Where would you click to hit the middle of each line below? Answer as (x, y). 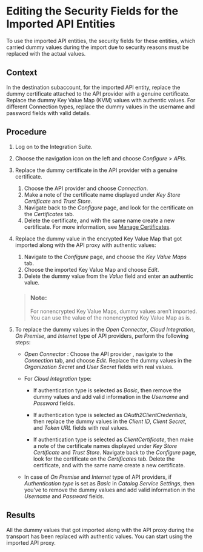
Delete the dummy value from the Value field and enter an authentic (109, 276)
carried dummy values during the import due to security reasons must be (98, 47)
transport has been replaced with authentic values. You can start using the (99, 536)
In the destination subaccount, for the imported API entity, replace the (93, 87)
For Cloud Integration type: (58, 378)
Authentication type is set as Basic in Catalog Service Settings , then (109, 483)
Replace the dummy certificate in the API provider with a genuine (96, 170)
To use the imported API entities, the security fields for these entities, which (101, 41)
